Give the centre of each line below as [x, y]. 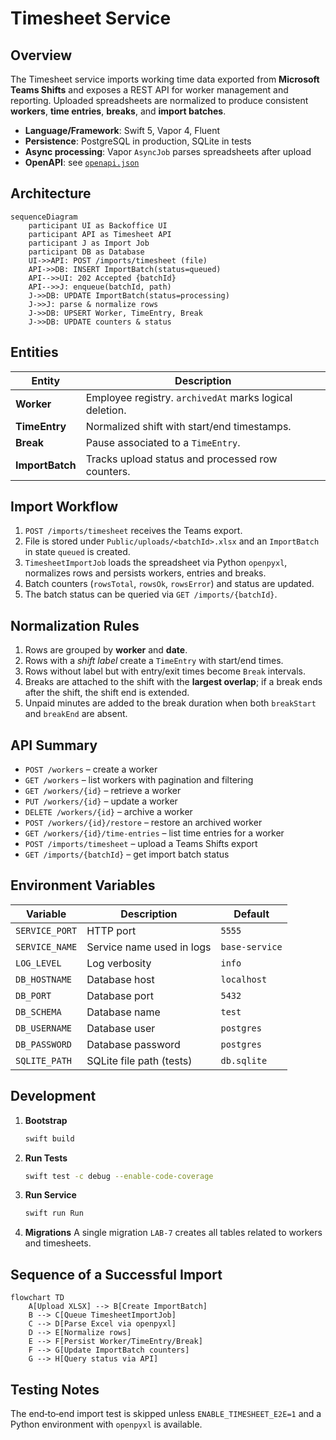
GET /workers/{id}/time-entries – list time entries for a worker [154, 833]
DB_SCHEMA [38, 1011]
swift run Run [54, 1213]
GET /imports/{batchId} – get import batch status [127, 854]
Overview [41, 55]
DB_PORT [33, 995]
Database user [121, 1028]
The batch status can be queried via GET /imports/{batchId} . [151, 594]
